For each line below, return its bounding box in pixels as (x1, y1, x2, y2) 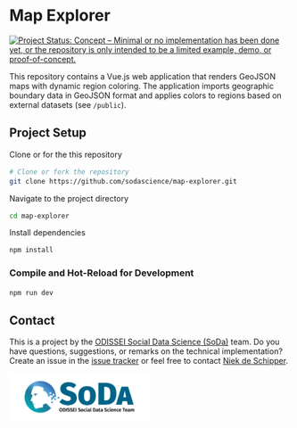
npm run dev (9, 288, 54, 297)
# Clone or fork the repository (9, 167, 129, 177)
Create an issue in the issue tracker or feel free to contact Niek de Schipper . (9, 356, 288, 366)
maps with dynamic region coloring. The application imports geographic (9, 80, 275, 91)
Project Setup (9, 126, 87, 141)
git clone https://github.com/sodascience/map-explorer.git (9, 177, 238, 185)
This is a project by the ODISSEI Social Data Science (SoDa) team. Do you (9, 336, 280, 348)
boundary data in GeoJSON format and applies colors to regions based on (9, 90, 283, 101)
